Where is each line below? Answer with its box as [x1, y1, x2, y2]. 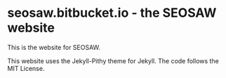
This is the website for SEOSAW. [7, 43, 100, 51]
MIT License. [7, 64, 45, 72]
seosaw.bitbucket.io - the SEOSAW [7, 5, 217, 21]
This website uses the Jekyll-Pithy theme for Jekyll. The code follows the [7, 56, 219, 65]
